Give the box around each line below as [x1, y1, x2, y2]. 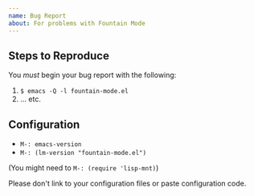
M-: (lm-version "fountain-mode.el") [19, 149, 147, 157]
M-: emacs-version [19, 141, 82, 149]
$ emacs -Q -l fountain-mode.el [19, 88, 129, 96]
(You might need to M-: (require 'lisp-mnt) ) [8, 163, 159, 173]
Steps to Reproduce [8, 49, 110, 63]
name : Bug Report [8, 11, 67, 20]
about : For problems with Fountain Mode [8, 19, 146, 27]
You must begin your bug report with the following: [8, 70, 177, 80]
